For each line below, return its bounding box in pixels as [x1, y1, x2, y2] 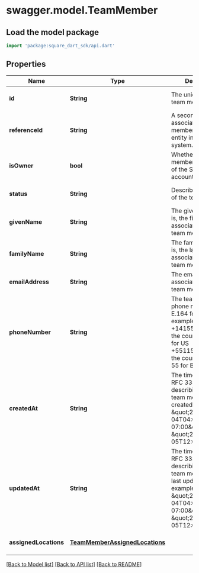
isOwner [9, 161, 34, 169]
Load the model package [6, 27, 99, 37]
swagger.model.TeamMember [6, 4, 158, 17]
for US [171, 339, 190, 347]
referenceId [9, 125, 43, 134]
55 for [171, 361, 188, 369]
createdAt [9, 404, 38, 412]
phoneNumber [9, 328, 52, 336]
